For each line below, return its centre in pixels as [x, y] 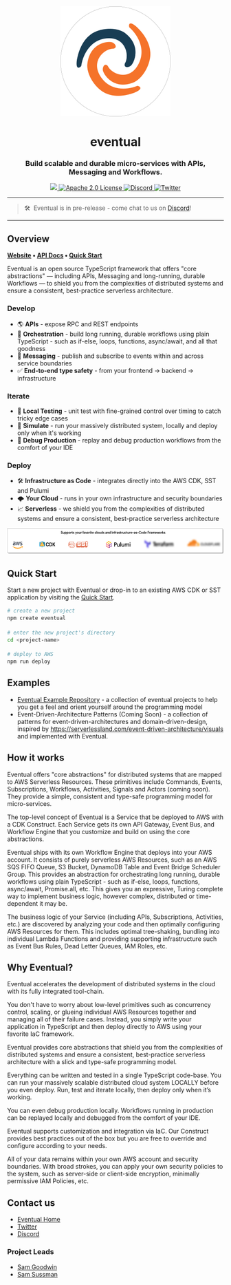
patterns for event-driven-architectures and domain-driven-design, [112, 721]
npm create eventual [37, 618]
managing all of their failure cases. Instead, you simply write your [99, 1019]
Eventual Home [38, 1220]
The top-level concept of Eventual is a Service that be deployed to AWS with [115, 817]
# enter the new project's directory [61, 633]
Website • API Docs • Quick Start [55, 255]
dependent [23, 903]
